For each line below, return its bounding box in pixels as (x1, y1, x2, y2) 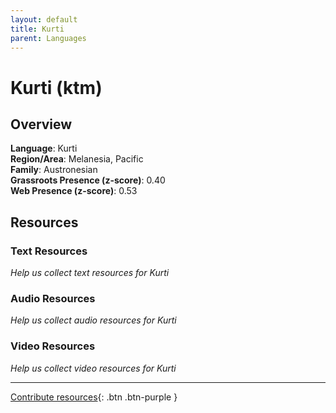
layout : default (10, 14, 78, 25)
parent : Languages (10, 33, 87, 43)
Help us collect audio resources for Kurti (10, 314, 177, 326)
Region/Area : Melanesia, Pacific (10, 153, 144, 165)
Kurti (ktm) (10, 76, 103, 99)
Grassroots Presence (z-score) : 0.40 (10, 174, 166, 186)
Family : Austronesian (10, 164, 98, 176)
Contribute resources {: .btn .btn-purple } (10, 391, 178, 403)
